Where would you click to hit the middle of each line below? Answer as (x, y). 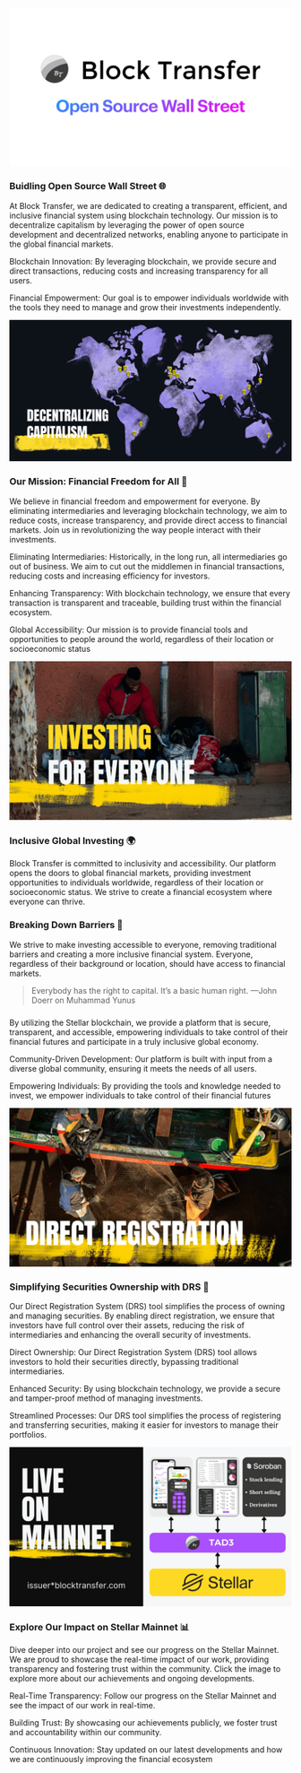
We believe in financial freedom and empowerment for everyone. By (135, 501)
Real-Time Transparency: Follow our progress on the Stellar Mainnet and (143, 1696)
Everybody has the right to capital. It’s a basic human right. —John (154, 990)
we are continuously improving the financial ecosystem (111, 1760)
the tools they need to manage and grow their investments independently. (146, 307)
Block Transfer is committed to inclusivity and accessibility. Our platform (143, 864)
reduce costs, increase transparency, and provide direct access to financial (148, 520)
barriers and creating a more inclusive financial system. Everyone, (131, 954)
